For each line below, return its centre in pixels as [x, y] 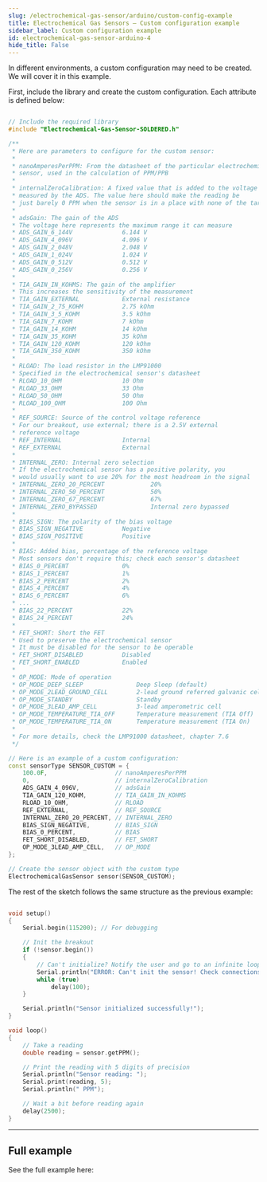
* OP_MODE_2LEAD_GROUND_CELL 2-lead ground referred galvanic [129, 692]
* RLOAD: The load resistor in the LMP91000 [86, 366]
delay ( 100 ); [70, 987]
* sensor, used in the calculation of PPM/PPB [90, 173]
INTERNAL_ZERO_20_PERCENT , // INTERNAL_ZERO [97, 818]
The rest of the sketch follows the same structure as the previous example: [131, 891]
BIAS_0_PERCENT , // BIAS [81, 833]
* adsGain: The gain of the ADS [65, 218]
